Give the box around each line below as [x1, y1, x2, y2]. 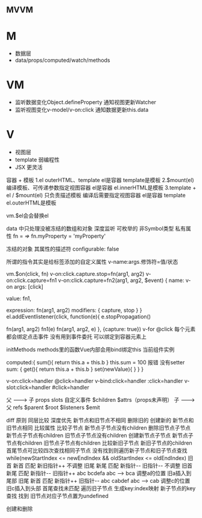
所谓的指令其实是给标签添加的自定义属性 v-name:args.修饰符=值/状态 [6, 258, 178, 266]
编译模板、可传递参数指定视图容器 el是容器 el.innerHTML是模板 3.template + [6, 184, 197, 191]
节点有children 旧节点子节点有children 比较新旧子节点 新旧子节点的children [6, 439, 193, 447]
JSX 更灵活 [14, 163, 43, 171]
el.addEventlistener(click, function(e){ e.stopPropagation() [6, 313, 151, 320]
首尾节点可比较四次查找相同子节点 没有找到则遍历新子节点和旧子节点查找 [6, 447, 188, 454]
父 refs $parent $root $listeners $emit [6, 404, 101, 411]
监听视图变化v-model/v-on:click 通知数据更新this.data [14, 106, 149, 114]
